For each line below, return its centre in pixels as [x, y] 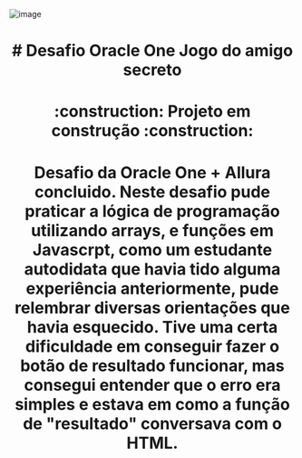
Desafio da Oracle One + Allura [152, 172]
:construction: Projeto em [152, 111]
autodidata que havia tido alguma [152, 269]
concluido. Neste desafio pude [152, 192]
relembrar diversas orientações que [152, 308]
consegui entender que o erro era [152, 385]
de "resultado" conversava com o [152, 423]
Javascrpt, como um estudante [152, 249]
